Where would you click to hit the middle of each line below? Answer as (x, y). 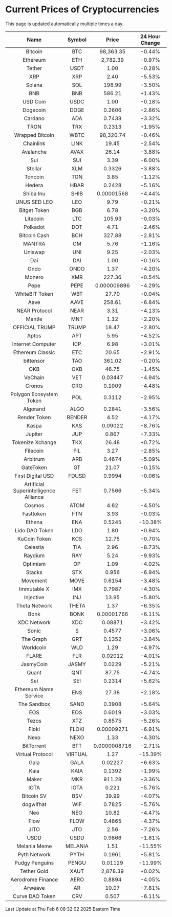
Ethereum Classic (34, 352)
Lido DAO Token (34, 530)
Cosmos (34, 505)
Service (34, 695)
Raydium (34, 555)
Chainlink (34, 143)
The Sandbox (34, 704)
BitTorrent (34, 746)
